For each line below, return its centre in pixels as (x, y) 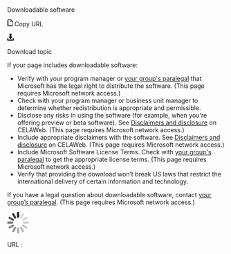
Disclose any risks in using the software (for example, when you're (112, 116)
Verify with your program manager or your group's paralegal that (109, 79)
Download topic (30, 52)
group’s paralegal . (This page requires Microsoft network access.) (101, 202)
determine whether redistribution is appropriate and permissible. (109, 108)
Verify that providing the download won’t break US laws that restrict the (119, 174)
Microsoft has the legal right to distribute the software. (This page (111, 86)
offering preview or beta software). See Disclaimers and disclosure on (117, 123)
